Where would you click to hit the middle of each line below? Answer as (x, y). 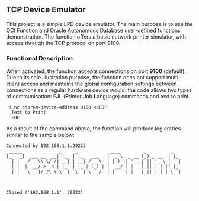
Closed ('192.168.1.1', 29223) (45, 193)
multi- (174, 78)
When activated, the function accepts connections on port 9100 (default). (96, 71)
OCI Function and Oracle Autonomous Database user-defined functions (93, 30)
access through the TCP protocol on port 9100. (63, 43)
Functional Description (39, 58)
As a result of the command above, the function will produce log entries (94, 129)
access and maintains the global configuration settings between (99, 84)
